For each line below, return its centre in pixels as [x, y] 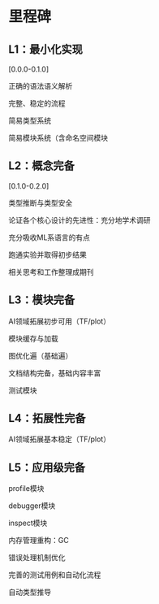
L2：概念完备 [42, 166]
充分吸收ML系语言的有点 [49, 237]
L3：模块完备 [42, 300]
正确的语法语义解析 [41, 86]
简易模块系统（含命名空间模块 [58, 138]
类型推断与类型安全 [41, 202]
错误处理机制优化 [37, 558]
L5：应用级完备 [47, 467]
